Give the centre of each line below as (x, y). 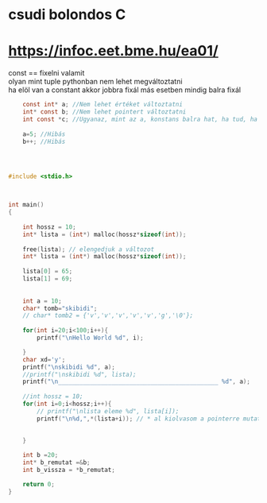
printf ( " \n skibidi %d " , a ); (69, 367)
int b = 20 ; (41, 455)
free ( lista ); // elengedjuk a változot (89, 249)
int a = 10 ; (42, 301)
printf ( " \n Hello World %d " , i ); (91, 338)
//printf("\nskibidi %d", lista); (79, 374)
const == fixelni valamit (46, 73)
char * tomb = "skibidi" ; (60, 308)
